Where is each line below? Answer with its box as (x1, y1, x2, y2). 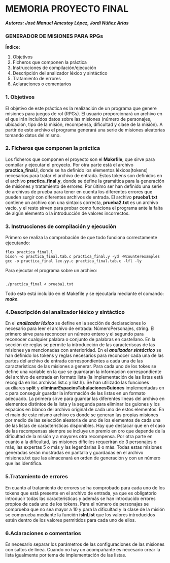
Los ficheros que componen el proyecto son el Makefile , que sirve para (5, 156, 155, 162)
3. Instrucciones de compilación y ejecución (5, 223, 117, 230)
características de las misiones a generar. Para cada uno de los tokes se (5, 363, 156, 370)
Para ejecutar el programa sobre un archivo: (5, 268, 97, 274)
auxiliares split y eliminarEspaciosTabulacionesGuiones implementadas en (5, 385, 164, 391)
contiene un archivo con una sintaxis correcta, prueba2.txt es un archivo (5, 199, 158, 206)
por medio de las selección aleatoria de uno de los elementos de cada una (5, 417, 161, 423)
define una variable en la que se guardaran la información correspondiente (5, 369, 162, 375)
